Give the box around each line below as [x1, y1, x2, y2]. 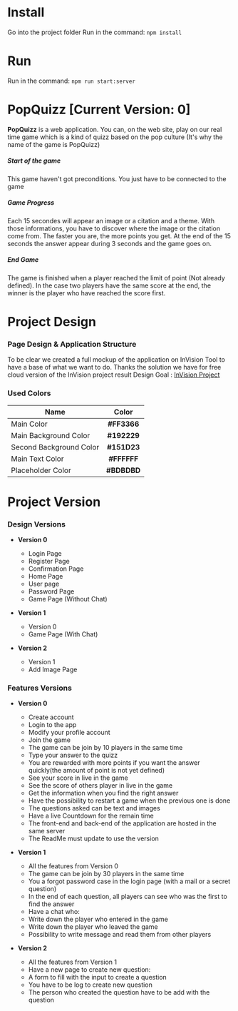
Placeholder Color [11, 465, 71, 475]
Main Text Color [11, 454, 64, 464]
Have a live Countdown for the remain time [28, 811, 155, 821]
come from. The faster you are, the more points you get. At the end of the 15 [7, 231, 232, 240]
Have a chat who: [28, 908, 80, 916]
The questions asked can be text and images [28, 804, 160, 813]
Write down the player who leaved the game [28, 923, 158, 931]
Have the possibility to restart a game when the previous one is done [28, 796, 231, 805]
